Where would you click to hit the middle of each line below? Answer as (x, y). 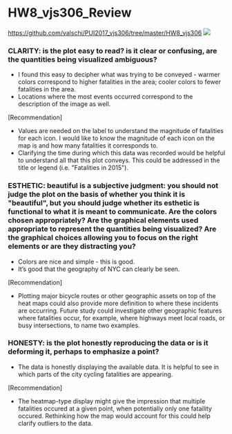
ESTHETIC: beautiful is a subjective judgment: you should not (113, 186)
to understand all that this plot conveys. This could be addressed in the (119, 160)
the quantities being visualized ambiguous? (83, 59)
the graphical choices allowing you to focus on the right (103, 238)
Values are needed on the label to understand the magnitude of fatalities (120, 131)
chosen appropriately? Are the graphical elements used (103, 220)
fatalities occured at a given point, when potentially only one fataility (115, 408)
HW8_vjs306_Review (70, 13)
